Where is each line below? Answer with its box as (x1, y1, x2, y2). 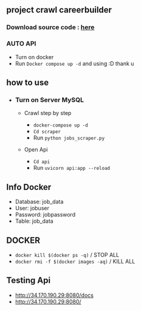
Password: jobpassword (15, 211, 76, 218)
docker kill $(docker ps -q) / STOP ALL (15, 251, 120, 258)
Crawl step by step (24, 110, 72, 117)
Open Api (24, 146, 48, 153)
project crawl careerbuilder (6, 5, 112, 15)
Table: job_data (15, 217, 53, 225)
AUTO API (6, 40, 36, 48)
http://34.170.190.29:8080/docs (15, 292, 94, 299)
